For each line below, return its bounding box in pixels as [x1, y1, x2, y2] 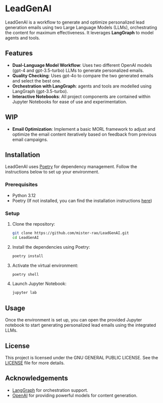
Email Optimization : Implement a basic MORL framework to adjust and [12, 126, 156, 132]
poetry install [12, 254, 44, 259]
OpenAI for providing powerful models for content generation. [12, 392, 137, 398]
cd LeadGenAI [12, 235, 39, 240]
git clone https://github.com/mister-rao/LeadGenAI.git [12, 230, 129, 235]
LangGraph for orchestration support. [12, 387, 88, 393]
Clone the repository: [12, 221, 55, 227]
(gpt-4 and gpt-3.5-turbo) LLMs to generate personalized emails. [12, 67, 144, 73]
